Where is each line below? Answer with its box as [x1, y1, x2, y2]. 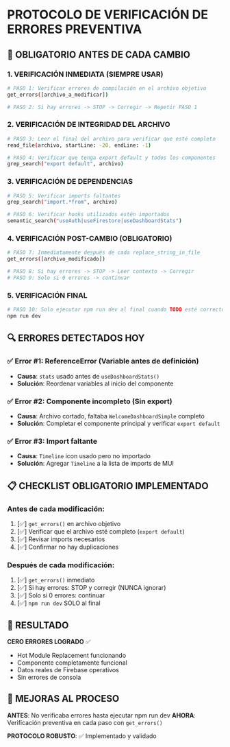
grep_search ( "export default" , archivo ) [7, 161, 125, 167]
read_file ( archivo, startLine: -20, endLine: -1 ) [7, 141, 152, 149]
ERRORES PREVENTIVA [7, 21, 142, 37]
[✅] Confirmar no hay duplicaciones [16, 543, 119, 551]
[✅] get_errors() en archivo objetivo [16, 519, 121, 527]
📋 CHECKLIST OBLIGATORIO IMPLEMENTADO [7, 480, 209, 492]
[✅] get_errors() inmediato [16, 576, 95, 584]
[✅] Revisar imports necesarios [16, 535, 105, 543]
